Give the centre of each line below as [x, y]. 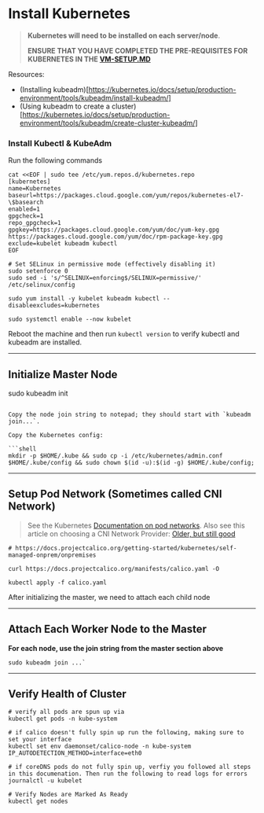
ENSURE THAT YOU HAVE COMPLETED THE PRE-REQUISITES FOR [137, 50]
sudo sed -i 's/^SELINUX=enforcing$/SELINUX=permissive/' [105, 278]
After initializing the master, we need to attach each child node [109, 597]
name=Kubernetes [35, 189]
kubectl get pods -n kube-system [63, 719]
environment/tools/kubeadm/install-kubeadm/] [95, 97]
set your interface [40, 740]
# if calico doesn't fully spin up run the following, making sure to [126, 733]
